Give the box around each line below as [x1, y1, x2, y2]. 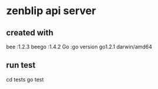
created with [6, 28, 54, 38]
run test [6, 60, 36, 70]
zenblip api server [6, 4, 96, 18]
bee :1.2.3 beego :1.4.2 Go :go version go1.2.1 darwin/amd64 [6, 43, 152, 50]
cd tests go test [6, 75, 44, 83]
